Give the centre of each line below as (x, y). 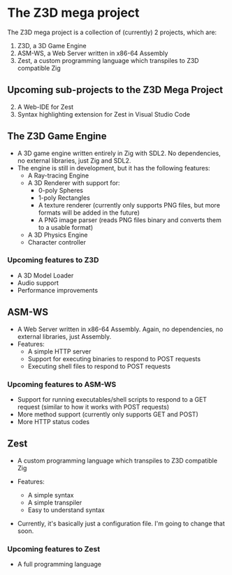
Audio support (38, 283)
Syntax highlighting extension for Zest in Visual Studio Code (104, 114)
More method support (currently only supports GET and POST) (108, 414)
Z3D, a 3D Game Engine (52, 45)
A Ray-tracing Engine (58, 175)
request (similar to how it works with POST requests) (93, 407)
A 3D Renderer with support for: (74, 182)
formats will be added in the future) (89, 212)
